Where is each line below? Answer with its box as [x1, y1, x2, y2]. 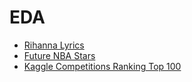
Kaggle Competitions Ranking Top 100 [23, 60, 182, 72]
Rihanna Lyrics [23, 39, 85, 51]
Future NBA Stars [23, 49, 96, 61]
